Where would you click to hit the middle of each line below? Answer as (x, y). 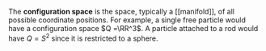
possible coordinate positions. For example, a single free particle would (127, 20)
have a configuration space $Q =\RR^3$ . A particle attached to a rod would (133, 28)
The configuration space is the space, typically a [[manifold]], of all (121, 12)
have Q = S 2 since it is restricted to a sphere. (84, 37)
